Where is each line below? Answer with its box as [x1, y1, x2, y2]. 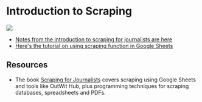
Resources [6, 59, 48, 70]
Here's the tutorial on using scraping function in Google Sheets [15, 42, 173, 49]
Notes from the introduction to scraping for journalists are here [15, 35, 173, 43]
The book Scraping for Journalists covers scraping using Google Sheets [15, 76, 197, 83]
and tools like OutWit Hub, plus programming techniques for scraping [15, 82, 189, 89]
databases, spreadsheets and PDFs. [15, 89, 106, 96]
